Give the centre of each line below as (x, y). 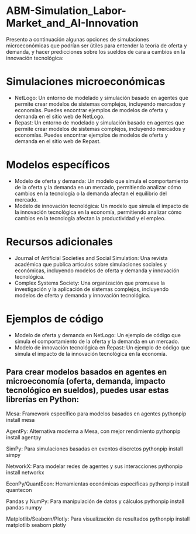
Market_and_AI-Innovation (72, 23)
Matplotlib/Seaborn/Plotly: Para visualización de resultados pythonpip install (98, 519)
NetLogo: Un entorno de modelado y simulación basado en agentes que (101, 98)
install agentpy (24, 437)
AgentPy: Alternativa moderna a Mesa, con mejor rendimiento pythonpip (93, 431)
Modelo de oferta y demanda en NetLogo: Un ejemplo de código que (98, 335)
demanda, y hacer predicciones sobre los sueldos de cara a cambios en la (96, 51)
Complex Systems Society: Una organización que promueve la (90, 283)
